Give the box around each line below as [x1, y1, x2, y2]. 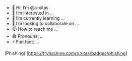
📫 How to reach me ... [11, 26, 58, 32]
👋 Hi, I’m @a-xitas [11, 5, 49, 10]
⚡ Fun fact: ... [11, 39, 39, 45]
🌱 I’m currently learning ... [11, 15, 65, 21]
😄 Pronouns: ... [11, 33, 44, 39]
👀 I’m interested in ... [11, 10, 54, 16]
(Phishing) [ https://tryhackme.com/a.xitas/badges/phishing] [4, 50, 128, 56]
